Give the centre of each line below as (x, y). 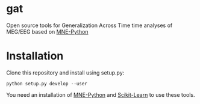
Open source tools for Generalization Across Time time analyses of (89, 25)
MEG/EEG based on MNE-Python (47, 31)
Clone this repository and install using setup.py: (65, 72)
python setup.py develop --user (47, 84)
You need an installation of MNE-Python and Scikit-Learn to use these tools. (101, 94)
